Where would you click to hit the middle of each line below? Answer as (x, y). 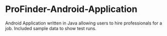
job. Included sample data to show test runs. (51, 28)
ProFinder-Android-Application (71, 9)
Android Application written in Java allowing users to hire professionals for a (84, 23)
